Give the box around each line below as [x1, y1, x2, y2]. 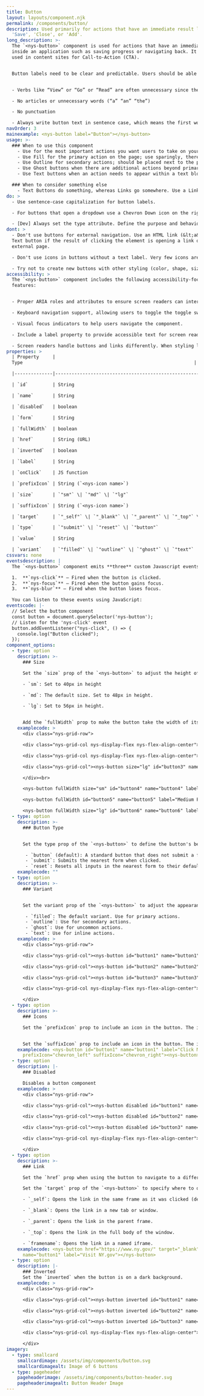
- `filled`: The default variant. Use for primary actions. [25, 913, 181, 920]
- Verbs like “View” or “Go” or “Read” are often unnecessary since [12, 86, 189, 93]
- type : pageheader [12, 1369, 61, 1375]
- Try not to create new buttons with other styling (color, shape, [12, 266, 189, 272]
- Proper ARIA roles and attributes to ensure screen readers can [12, 299, 183, 305]
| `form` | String [12, 415, 75, 421]
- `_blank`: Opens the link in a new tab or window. [22, 1207, 159, 1214]
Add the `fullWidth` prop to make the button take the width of [22, 719, 189, 725]
